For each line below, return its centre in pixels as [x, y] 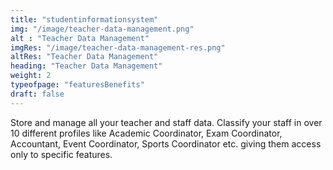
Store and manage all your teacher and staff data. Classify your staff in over [166, 122]
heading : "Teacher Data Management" [86, 66]
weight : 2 [31, 76]
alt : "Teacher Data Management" [80, 38]
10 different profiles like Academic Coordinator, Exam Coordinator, [146, 133]
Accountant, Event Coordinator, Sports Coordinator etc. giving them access [166, 143]
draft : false [37, 94]
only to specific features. [61, 154]
